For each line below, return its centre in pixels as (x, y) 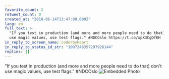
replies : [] (17, 51)
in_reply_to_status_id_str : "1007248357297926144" (59, 47)
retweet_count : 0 (23, 14)
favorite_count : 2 (24, 10)
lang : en (14, 24)
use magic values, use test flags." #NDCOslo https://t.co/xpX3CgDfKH (85, 38)
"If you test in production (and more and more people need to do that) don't (83, 66)
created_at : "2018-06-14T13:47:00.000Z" (48, 19)
